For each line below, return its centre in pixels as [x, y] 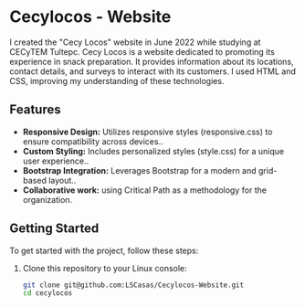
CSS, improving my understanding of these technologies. [117, 80]
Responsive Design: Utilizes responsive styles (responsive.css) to [147, 132]
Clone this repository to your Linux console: [105, 268]
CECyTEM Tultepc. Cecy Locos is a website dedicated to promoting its [142, 51]
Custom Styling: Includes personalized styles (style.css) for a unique [153, 151]
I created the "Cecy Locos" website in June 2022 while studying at [135, 42]
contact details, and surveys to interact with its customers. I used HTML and [153, 71]
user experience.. [56, 161]
